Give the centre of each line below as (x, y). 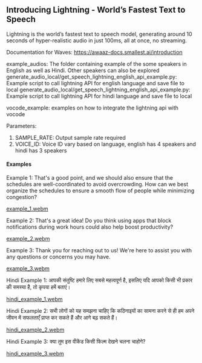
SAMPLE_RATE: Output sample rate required (70, 137)
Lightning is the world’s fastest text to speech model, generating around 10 (99, 34)
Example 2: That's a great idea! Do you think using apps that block (89, 221)
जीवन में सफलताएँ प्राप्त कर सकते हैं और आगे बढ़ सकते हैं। (62, 318)
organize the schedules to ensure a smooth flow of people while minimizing (100, 191)
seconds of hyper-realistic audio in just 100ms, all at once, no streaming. (97, 40)
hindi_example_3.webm (35, 354)
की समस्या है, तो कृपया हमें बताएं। (38, 287)
